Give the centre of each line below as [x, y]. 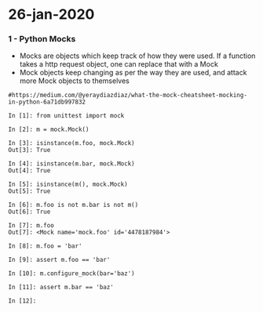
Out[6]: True [29, 212]
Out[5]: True [29, 191]
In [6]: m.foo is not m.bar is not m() [73, 205]
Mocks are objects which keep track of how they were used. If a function [137, 56]
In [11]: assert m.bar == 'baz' [61, 288]
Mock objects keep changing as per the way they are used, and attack [133, 73]
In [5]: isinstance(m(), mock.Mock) [68, 185]
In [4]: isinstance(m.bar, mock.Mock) [71, 164]
